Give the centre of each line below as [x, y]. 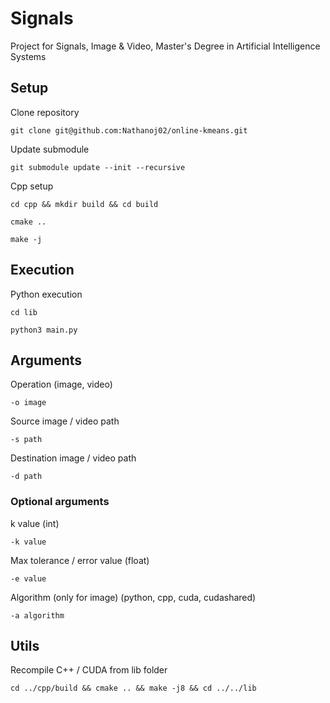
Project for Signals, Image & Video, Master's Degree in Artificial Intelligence [165, 46]
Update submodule [50, 149]
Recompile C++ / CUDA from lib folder [89, 670]
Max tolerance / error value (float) [80, 560]
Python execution [46, 294]
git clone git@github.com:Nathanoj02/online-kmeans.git [129, 130]
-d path [26, 477]
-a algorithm [37, 615]
